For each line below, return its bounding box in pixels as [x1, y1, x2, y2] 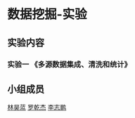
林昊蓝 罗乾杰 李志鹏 [7, 103, 67, 112]
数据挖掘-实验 [7, 6, 88, 22]
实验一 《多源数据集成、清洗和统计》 [7, 59, 131, 69]
